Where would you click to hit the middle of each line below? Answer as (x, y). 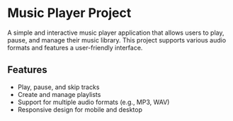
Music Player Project (69, 13)
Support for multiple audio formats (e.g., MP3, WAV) (93, 102)
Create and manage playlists (59, 94)
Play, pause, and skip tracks (58, 87)
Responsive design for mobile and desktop (80, 109)
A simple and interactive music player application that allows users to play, (116, 33)
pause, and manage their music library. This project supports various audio (117, 40)
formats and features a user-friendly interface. (75, 47)
